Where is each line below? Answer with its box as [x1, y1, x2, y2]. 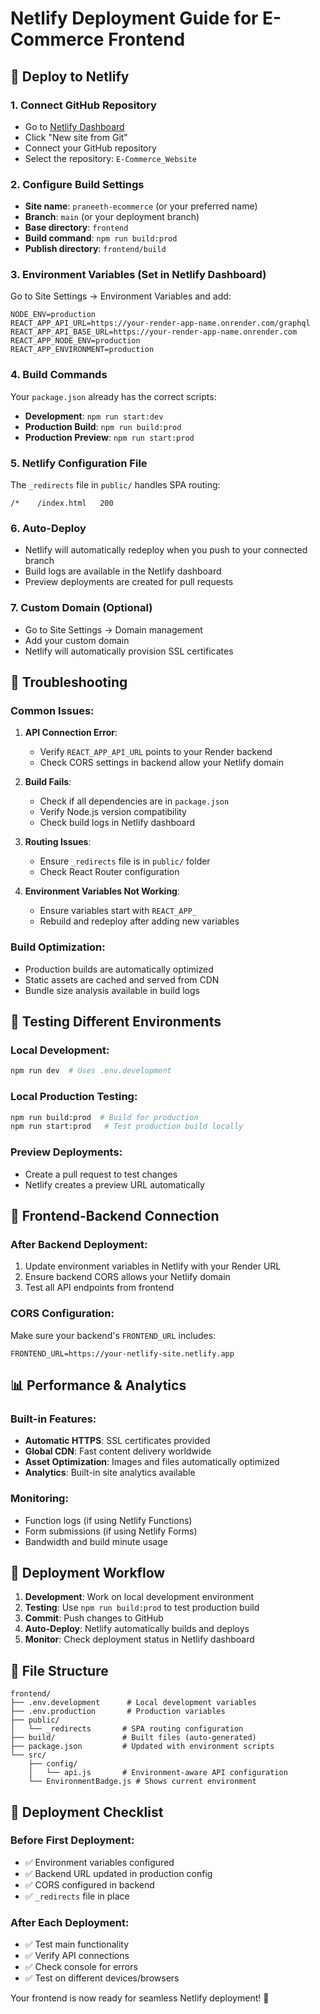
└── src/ [10, 1750, 47, 1761]
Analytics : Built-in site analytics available [24, 1467, 196, 1479]
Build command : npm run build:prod [24, 232, 178, 244]
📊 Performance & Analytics [10, 1377, 187, 1394]
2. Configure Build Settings [10, 177, 145, 191]
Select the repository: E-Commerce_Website [24, 152, 197, 164]
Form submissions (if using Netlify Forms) [24, 1525, 198, 1537]
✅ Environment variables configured [24, 1856, 175, 1868]
